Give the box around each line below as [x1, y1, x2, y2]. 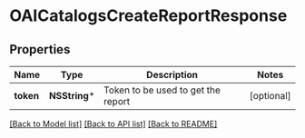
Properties [9, 42, 71, 57]
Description [146, 69, 198, 81]
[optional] [249, 90, 291, 102]
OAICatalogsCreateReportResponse [9, 5, 288, 26]
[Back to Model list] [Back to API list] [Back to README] [9, 119, 218, 129]
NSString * [48, 90, 95, 102]
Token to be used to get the [103, 84, 221, 96]
